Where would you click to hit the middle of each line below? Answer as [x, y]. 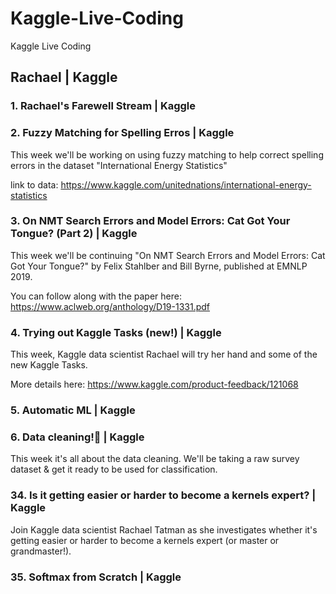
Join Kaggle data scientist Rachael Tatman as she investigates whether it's [164, 529]
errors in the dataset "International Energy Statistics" [119, 165]
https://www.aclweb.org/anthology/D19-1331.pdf [110, 306]
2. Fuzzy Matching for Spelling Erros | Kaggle [122, 133]
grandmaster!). [41, 551]
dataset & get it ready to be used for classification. [114, 469]
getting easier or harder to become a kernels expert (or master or [145, 540]
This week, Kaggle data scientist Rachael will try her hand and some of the [164, 354]
